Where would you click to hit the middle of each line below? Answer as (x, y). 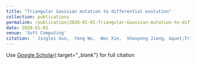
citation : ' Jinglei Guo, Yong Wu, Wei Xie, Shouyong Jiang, (86, 38)
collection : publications (38, 17)
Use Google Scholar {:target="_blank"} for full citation (70, 55)
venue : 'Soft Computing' (36, 33)
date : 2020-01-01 (27, 28)
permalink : (19, 22)
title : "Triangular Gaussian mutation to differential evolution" (89, 11)
